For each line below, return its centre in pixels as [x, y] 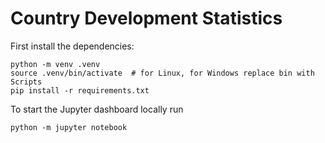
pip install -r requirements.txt [80, 90]
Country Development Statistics [146, 18]
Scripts [26, 82]
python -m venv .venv [55, 64]
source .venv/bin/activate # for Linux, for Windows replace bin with [162, 73]
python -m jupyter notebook [69, 127]
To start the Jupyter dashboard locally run [97, 109]
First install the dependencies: [72, 46]
